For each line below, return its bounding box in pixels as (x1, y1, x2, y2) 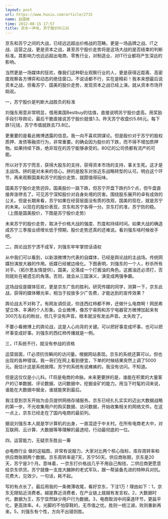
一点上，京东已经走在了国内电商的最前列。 (5, 410, 93, 416)
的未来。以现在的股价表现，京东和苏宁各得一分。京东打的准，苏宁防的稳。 (5, 204, 158, 210)
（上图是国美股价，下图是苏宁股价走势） (5, 210, 88, 216)
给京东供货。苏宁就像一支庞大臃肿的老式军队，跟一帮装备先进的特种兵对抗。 (5, 467, 163, 473)
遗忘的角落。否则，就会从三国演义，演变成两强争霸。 (26, 273, 136, 279)
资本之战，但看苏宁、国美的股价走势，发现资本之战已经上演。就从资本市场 (5, 82, 158, 88)
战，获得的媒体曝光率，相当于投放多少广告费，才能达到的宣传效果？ (5, 290, 145, 296)
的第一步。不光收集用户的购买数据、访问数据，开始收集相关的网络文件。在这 (5, 404, 163, 410)
